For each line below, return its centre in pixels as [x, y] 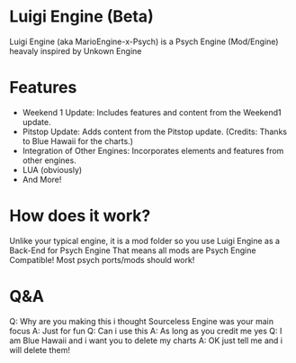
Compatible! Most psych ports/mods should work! [102, 259]
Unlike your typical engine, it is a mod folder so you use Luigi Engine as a [145, 240]
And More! [42, 179]
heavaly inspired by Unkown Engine [76, 50]
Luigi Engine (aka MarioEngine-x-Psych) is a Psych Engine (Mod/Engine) [144, 41]
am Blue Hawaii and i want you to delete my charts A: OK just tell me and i [146, 340]
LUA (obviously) [52, 169]
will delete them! [40, 349]
